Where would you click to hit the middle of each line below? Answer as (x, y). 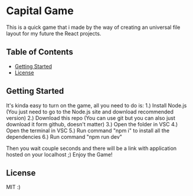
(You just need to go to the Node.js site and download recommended (90, 112)
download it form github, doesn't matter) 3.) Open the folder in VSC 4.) (92, 124)
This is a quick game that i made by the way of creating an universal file (93, 27)
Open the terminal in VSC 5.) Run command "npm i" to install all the (88, 130)
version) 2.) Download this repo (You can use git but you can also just (91, 118)
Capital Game (40, 11)
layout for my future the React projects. (54, 33)
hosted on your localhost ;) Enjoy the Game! (59, 154)
